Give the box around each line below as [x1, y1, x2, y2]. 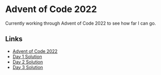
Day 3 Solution [12, 64, 43, 70]
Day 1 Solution [12, 53, 42, 59]
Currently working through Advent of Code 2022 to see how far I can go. [5, 20, 156, 26]
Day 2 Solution [12, 59, 43, 65]
